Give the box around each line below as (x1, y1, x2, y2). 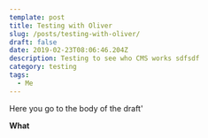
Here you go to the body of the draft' (9, 103, 143, 113)
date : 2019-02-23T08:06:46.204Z (9, 46, 128, 55)
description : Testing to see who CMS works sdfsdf (9, 54, 200, 63)
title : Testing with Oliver (9, 21, 113, 30)
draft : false (9, 37, 58, 47)
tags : (9, 71, 29, 80)
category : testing (9, 63, 77, 72)
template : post (9, 12, 65, 22)
